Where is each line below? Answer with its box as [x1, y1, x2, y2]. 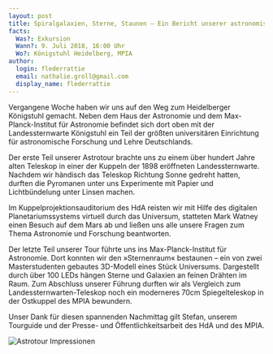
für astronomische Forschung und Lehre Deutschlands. [8, 136, 193, 146]
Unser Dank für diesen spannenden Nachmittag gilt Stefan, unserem [8, 312, 238, 322]
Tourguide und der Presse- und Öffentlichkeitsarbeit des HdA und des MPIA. [8, 320, 265, 330]
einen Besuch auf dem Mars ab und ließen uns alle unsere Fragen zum [8, 220, 245, 230]
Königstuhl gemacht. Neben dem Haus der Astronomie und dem [8, 110, 223, 120]
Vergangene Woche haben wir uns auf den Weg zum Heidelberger [8, 102, 231, 112]
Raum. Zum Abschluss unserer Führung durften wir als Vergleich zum [8, 278, 241, 288]
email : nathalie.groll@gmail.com [15, 72, 129, 80]
